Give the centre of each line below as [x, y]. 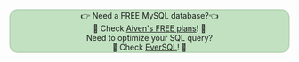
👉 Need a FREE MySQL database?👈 [149, 15]
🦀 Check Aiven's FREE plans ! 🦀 [149, 28]
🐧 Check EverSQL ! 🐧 [149, 47]
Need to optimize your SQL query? [149, 38]
